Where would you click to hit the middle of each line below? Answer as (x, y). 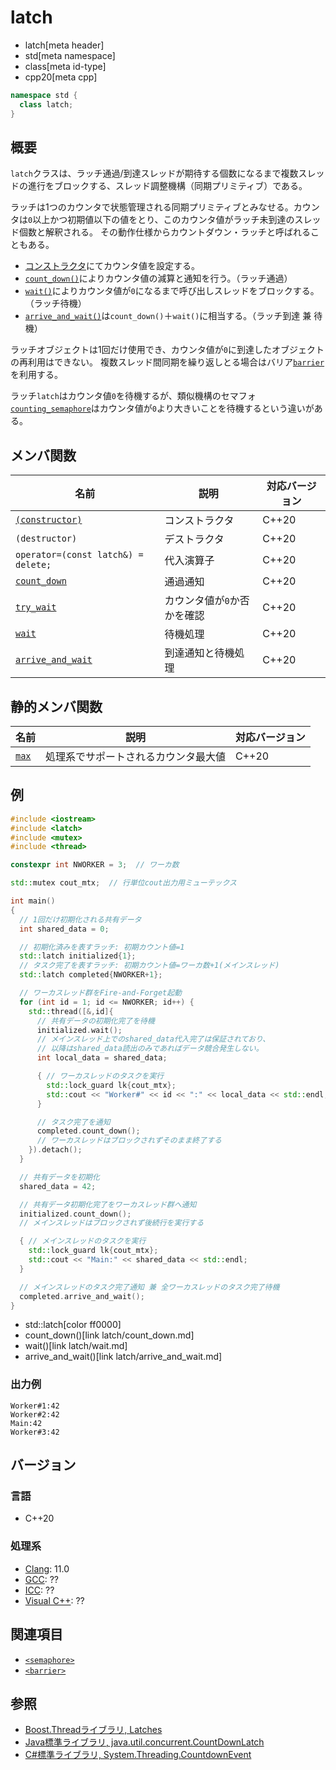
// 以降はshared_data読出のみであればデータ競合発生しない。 (150, 1049)
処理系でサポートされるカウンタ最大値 (136, 756)
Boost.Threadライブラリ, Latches (93, 1730)
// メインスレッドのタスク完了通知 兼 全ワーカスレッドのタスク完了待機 (149, 1287)
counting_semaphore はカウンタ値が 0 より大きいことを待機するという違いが (162, 408)
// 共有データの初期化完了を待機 (95, 1021)
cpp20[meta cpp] (61, 77)
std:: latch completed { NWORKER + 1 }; (91, 975)
